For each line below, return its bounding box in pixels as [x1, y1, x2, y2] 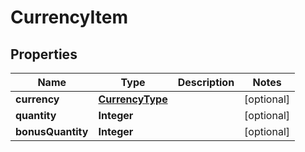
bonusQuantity [15, 125, 89, 138]
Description [177, 76, 235, 89]
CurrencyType [98, 92, 168, 106]
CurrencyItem [10, 6, 128, 29]
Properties [10, 46, 78, 63]
